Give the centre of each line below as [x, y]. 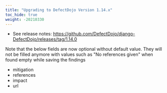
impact [20, 81]
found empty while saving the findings [45, 60]
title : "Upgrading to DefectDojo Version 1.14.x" [59, 10]
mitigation [23, 70]
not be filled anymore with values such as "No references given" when [79, 54]
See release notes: [32, 34]
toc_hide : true [21, 15]
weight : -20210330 [25, 19]
